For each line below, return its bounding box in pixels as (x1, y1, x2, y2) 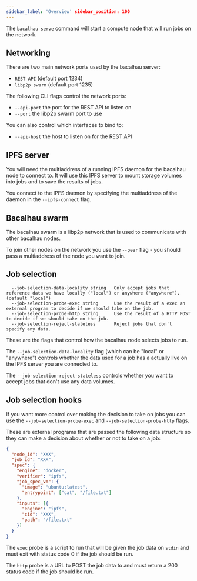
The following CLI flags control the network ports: (6, 92, 126, 100)
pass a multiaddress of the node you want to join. (6, 252, 126, 259)
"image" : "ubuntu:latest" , (21, 484, 88, 490)
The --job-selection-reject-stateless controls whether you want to (6, 372, 174, 379)
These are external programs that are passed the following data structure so (6, 428, 191, 435)
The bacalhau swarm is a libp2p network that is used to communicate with (6, 229, 186, 236)
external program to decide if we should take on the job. (6, 305, 154, 312)
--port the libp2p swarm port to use (14, 110, 102, 118)
